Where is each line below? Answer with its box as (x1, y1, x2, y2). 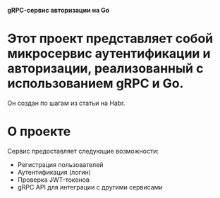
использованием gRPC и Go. (7, 75, 184, 92)
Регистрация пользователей (17, 160, 104, 168)
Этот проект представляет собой (7, 31, 214, 47)
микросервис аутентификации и (7, 46, 211, 62)
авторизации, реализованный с (7, 61, 204, 77)
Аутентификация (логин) (17, 168, 92, 176)
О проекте (7, 123, 71, 140)
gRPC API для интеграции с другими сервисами (17, 182, 164, 191)
